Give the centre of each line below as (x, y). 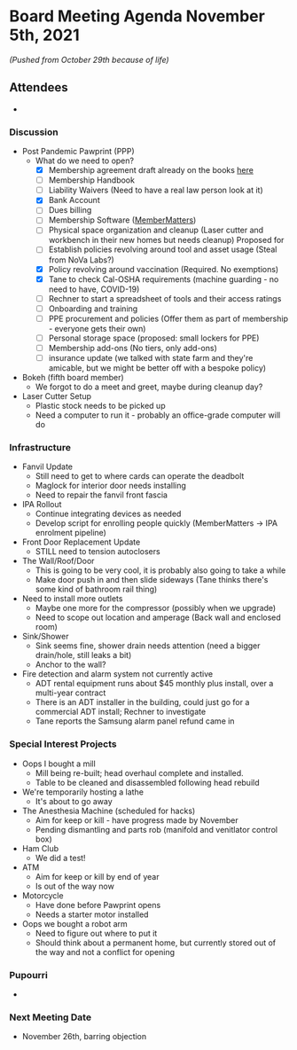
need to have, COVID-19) (94, 289)
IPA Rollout (42, 505)
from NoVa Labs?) (82, 260)
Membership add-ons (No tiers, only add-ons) (133, 348)
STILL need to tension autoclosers (98, 552)
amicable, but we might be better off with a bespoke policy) (157, 368)
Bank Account (74, 200)
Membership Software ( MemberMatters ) (122, 220)
